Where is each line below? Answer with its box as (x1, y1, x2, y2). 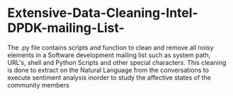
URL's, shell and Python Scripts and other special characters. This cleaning (7, 58, 227, 66)
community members (7, 80, 69, 89)
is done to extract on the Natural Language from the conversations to (7, 66, 209, 74)
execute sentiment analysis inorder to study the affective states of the (7, 73, 211, 82)
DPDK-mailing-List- (7, 20, 125, 36)
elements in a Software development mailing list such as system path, (7, 51, 211, 59)
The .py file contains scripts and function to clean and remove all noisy (7, 43, 214, 52)
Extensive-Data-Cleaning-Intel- (7, 5, 198, 21)
